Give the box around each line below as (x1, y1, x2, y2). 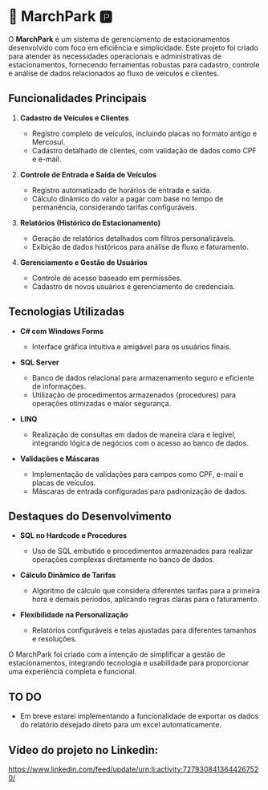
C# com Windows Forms (19, 326, 104, 336)
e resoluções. (31, 634, 78, 644)
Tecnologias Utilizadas (8, 305, 125, 319)
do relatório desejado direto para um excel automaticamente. (19, 720, 222, 730)
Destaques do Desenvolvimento (8, 509, 173, 523)
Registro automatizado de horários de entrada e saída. (31, 185, 212, 195)
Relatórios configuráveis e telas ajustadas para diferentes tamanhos (31, 625, 257, 635)
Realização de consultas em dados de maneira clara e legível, (31, 430, 237, 439)
